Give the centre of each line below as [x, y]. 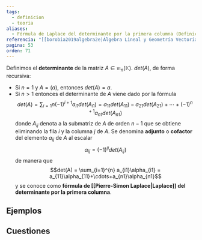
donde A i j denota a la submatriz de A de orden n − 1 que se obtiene [98, 124]
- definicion [28, 17]
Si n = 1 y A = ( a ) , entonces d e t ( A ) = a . [63, 87]
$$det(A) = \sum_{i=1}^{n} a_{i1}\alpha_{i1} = [106, 170]
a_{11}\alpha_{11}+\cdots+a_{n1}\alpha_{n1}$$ [106, 176]
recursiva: [19, 76]
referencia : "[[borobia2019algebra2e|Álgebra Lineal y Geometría [90, 40]
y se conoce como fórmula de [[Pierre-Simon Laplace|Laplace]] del [100, 185]
